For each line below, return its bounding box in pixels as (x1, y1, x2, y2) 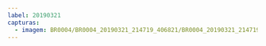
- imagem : (14, 26, 47, 34)
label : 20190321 (7, 11, 61, 19)
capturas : (7, 19, 40, 27)
